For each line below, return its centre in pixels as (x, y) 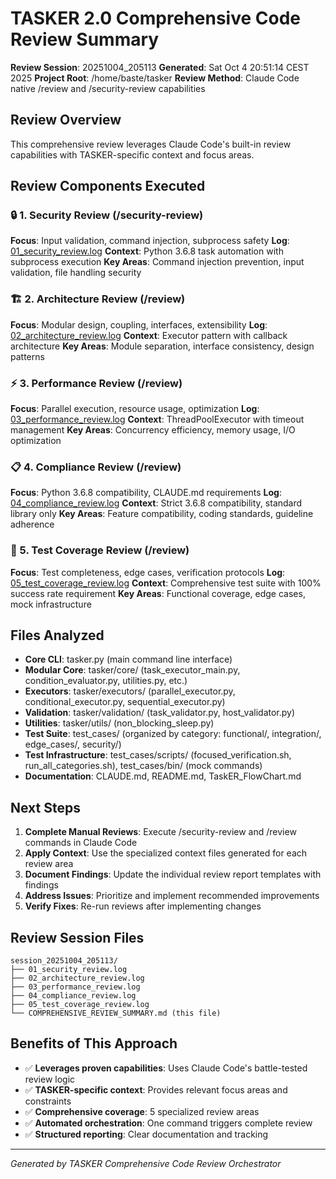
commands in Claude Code (81, 843)
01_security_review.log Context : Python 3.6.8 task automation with (147, 251)
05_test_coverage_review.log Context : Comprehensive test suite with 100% (166, 583)
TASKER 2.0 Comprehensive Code (155, 18)
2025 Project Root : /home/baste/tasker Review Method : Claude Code (155, 78)
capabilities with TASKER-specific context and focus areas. (132, 154)
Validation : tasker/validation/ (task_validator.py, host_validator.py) (160, 713)
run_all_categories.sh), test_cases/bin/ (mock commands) (143, 766)
